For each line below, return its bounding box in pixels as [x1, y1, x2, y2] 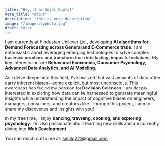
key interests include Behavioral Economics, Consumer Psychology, [5, 60, 147, 66]
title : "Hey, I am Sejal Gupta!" [5, 7, 74, 12]
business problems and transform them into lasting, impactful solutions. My [5, 55, 159, 60]
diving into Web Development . [5, 126, 68, 132]
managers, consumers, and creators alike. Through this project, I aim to [5, 101, 151, 107]
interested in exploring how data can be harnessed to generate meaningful [5, 90, 157, 96]
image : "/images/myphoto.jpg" [5, 21, 68, 26]
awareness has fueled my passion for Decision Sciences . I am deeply [5, 85, 148, 91]
